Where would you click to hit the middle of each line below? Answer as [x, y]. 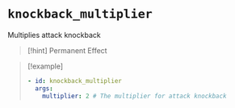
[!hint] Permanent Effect [67, 50]
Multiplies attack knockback [55, 35]
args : [44, 88]
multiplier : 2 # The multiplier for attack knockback [134, 96]
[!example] [45, 66]
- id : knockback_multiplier [74, 81]
